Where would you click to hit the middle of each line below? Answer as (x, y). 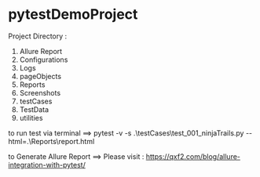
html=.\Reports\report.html (51, 141)
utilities (31, 117)
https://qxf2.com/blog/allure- (193, 156)
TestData (34, 109)
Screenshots (40, 92)
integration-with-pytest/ (47, 164)
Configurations (44, 60)
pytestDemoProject (73, 14)
